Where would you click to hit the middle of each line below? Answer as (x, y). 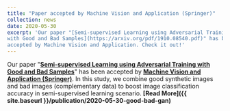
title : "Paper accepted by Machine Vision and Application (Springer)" (111, 13)
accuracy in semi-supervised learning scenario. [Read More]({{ (97, 93)
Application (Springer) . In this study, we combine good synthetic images (110, 79)
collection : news (32, 20)
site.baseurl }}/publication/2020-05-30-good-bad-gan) (89, 100)
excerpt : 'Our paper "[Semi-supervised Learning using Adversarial (105, 32)
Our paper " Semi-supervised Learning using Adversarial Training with (108, 64)
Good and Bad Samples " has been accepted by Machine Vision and (104, 72)
